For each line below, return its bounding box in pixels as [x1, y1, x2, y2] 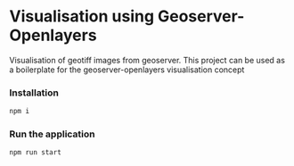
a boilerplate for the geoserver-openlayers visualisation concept [9, 64, 245, 75]
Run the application [9, 128, 95, 140]
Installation [9, 87, 60, 99]
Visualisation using [9, 6, 154, 27]
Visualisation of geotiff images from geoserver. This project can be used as [9, 54, 285, 65]
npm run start [9, 148, 62, 157]
